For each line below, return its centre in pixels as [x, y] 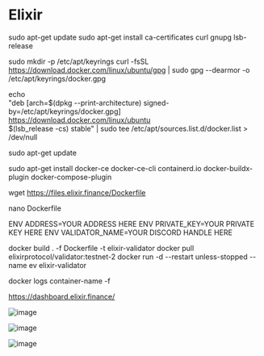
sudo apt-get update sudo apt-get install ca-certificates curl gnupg [120, 37]
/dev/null [23, 137]
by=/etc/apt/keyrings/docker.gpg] [65, 111]
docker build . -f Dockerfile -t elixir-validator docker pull [101, 248]
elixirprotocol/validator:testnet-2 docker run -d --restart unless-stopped [128, 257]
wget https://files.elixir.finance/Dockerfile [77, 192]
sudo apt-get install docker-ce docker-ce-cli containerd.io [105, 168]
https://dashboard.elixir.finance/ [62, 296]
